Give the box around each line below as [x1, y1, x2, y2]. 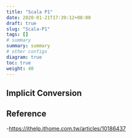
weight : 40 [6, 65, 34, 72]
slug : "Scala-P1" [6, 26, 50, 32]
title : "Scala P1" [6, 9, 53, 15]
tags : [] [6, 32, 29, 38]
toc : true [6, 60, 32, 66]
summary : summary [6, 43, 50, 49]
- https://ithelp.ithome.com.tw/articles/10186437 [6, 125, 126, 132]
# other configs [6, 49, 47, 55]
